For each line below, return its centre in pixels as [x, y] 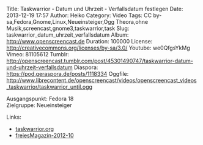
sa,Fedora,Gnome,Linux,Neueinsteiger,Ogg [61, 22]
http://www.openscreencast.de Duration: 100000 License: [79, 41]
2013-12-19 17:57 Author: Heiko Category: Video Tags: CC [79, 15]
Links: [14, 117]
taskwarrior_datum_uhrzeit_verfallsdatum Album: [68, 35]
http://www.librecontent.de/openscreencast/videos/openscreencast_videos [102, 80]
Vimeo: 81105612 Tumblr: [38, 54]
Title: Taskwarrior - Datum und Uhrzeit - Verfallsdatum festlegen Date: [95, 9]
